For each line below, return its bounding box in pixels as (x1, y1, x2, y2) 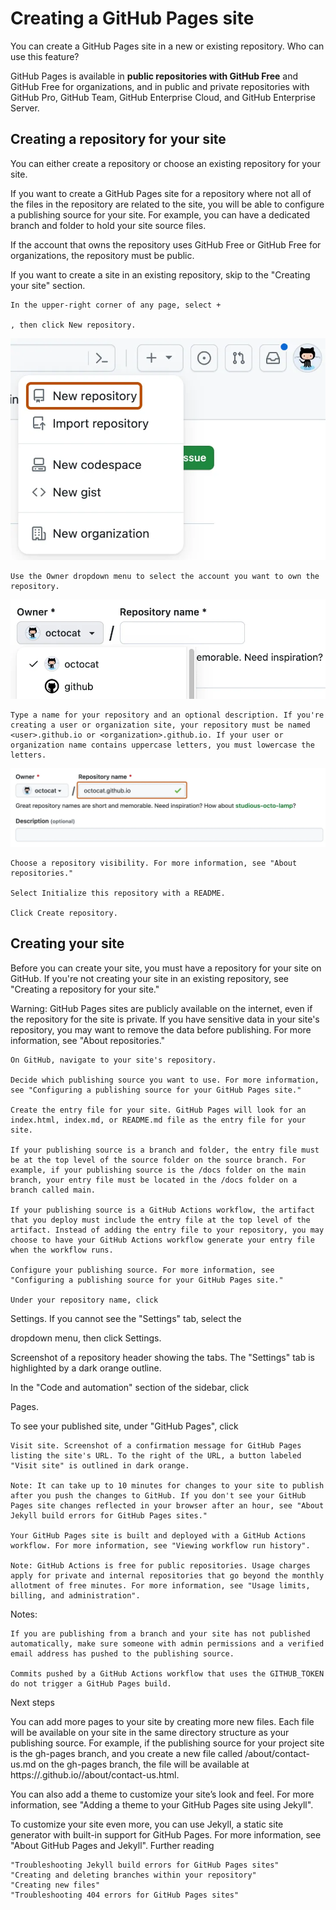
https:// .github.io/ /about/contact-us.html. (10, 1768, 180, 1781)
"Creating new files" (10, 1880, 101, 1890)
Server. (10, 102, 40, 114)
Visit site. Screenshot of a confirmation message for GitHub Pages (10, 1440, 302, 1451)
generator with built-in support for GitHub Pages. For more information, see (10, 1828, 322, 1841)
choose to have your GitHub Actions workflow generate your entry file (10, 1235, 315, 1245)
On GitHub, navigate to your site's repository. (10, 1055, 217, 1065)
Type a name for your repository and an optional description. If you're (10, 710, 325, 720)
